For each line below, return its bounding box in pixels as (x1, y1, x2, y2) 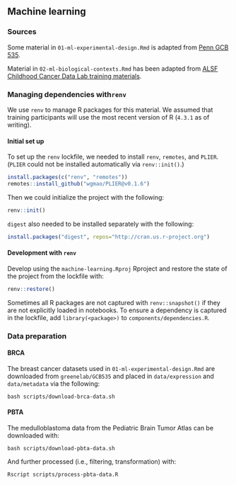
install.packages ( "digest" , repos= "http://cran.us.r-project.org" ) (7, 233, 211, 240)
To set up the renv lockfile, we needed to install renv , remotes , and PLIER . (7, 152, 219, 161)
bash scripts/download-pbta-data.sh (7, 445, 115, 452)
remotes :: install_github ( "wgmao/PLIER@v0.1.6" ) (7, 181, 151, 188)
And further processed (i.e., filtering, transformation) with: (7, 457, 177, 466)
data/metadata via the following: (7, 379, 100, 388)
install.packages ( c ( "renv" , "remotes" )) (7, 173, 129, 181)
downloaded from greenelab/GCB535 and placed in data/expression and (7, 372, 214, 380)
